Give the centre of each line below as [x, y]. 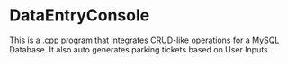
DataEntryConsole [80, 16]
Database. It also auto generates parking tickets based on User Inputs [139, 49]
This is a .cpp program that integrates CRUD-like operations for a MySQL [144, 40]
